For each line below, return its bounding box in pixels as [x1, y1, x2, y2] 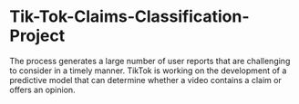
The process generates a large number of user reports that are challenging [9, 55, 291, 66]
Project [9, 25, 66, 46]
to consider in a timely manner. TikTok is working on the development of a [9, 65, 287, 76]
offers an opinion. [9, 84, 76, 95]
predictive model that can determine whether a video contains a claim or [9, 74, 283, 85]
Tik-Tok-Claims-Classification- [9, 6, 250, 27]
